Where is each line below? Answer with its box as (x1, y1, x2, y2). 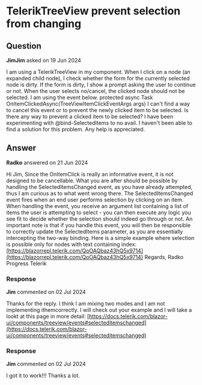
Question (6, 41, 41, 51)
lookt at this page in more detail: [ (6, 313, 90, 320)
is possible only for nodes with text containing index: (6, 240, 137, 248)
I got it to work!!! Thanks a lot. (6, 372, 80, 379)
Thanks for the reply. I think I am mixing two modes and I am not (6, 300, 165, 307)
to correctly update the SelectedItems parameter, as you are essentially (6, 228, 183, 235)
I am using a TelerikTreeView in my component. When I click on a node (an (6, 68, 191, 76)
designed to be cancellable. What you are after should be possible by (6, 177, 178, 184)
